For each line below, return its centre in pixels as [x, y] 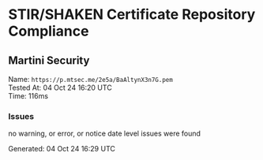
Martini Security [49, 60]
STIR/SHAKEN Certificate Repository [132, 15]
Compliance [49, 31]
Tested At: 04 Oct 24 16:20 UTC [60, 87]
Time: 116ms [28, 96]
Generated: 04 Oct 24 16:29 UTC [62, 149]
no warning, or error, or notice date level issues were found [105, 134]
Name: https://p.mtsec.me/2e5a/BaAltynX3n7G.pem [91, 79]
